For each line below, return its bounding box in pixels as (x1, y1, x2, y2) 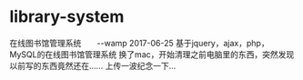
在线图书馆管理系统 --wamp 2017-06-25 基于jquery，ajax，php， (9, 37, 270, 48)
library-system (9, 6, 125, 27)
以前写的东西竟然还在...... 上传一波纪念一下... (9, 60, 177, 71)
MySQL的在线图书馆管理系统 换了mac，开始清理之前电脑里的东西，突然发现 (9, 48, 295, 60)
